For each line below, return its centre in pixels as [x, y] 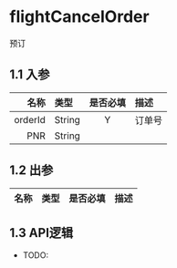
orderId [30, 119]
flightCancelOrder [79, 17]
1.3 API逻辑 [42, 233]
